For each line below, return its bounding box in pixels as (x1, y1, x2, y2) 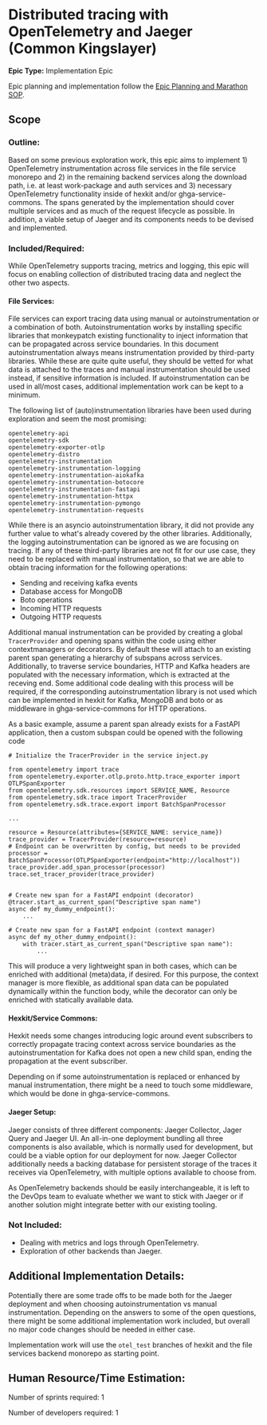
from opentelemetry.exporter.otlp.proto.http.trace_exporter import (8, 772, 241, 781)
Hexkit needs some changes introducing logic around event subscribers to (8, 1031, 253, 1040)
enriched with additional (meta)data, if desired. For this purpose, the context (8, 969, 259, 979)
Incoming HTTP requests (19, 604, 102, 614)
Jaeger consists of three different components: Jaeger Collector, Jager (8, 1125, 242, 1135)
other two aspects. (8, 278, 70, 287)
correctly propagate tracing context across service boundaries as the (8, 1040, 237, 1049)
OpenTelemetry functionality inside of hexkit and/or (8, 189, 177, 199)
